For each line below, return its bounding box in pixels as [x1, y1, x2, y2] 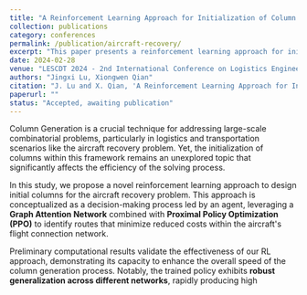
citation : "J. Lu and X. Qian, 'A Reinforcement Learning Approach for [9, 81, 288, 90]
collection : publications [9, 22, 108, 31]
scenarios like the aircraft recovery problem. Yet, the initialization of [9, 142, 264, 153]
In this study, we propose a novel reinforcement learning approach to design [9, 180, 297, 191]
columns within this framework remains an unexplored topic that [9, 153, 251, 163]
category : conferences [9, 30, 96, 39]
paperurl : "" [9, 90, 59, 99]
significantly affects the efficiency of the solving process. [9, 162, 226, 174]
